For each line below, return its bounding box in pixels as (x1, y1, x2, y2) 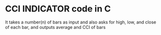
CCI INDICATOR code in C (5, 3, 111, 14)
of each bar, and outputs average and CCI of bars (5, 24, 106, 30)
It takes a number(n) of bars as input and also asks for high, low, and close (5, 19, 157, 25)
